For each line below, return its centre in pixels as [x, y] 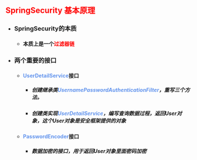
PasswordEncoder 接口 [51, 137]
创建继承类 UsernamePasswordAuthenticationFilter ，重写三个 [108, 90]
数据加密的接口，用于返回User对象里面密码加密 [89, 151]
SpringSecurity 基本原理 [50, 11]
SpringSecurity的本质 [45, 29]
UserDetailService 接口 [51, 76]
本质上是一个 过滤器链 [49, 43]
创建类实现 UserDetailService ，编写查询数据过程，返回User [104, 113]
